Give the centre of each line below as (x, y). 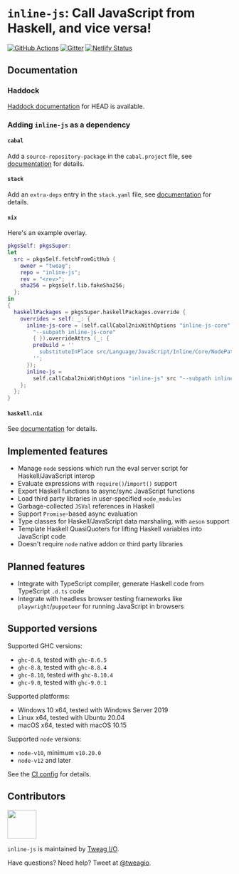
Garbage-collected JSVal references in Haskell (86, 506)
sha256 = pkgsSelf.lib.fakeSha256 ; (73, 286)
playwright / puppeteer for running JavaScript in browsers (101, 606)
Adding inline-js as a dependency (69, 125)
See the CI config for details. (49, 774)
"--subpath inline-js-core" (74, 332)
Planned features (46, 567)
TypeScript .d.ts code (51, 591)
